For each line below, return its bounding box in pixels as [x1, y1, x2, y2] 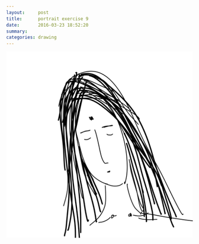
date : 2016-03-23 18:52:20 [6, 22, 89, 28]
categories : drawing [6, 34, 57, 41]
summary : [6, 28, 28, 34]
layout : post [6, 9, 49, 15]
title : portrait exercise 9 [6, 15, 89, 22]
